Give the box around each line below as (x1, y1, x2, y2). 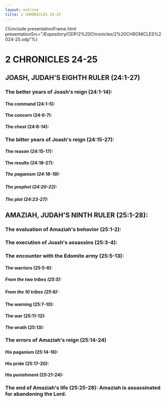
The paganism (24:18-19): (5, 171, 61, 177)
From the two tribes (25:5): (5, 276, 62, 282)
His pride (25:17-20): (5, 360, 49, 367)
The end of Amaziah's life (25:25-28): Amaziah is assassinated (5, 385, 161, 392)
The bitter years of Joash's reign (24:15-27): (5, 136, 114, 143)
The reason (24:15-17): (5, 148, 53, 155)
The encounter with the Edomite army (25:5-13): (5, 252, 124, 259)
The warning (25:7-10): (5, 301, 54, 307)
